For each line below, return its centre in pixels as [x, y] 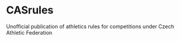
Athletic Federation [29, 32]
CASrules [30, 10]
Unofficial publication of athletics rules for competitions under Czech [90, 26]
